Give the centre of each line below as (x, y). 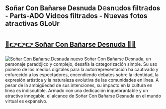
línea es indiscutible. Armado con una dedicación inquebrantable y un (77, 91)
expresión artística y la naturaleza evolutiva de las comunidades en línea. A (82, 80)
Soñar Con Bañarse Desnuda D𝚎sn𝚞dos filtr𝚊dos (83, 8)
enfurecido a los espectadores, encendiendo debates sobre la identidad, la (82, 75)
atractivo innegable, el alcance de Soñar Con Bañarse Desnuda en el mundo (83, 96)
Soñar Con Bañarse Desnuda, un (118, 59)
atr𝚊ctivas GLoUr (32, 24)
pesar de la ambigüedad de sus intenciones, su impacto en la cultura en (79, 85)
